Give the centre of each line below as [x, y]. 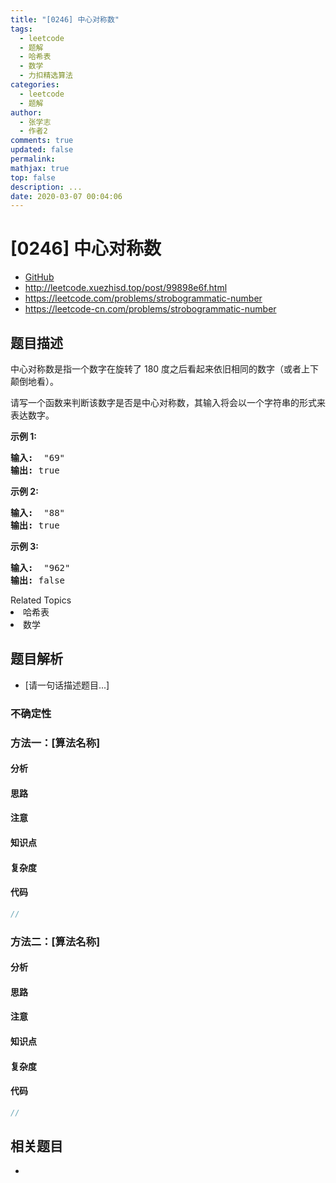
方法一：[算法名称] [55, 743]
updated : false [42, 150]
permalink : [33, 159]
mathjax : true [40, 168]
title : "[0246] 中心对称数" [65, 19]
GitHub [39, 277]
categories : [35, 85]
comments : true [42, 141]
